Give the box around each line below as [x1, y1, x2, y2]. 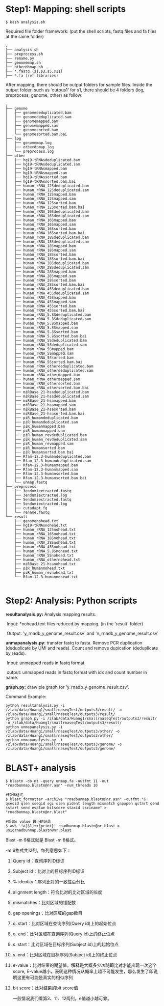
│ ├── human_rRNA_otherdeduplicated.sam [5, 368, 94, 373]
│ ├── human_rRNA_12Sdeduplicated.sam [5, 188, 90, 193]
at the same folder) [5, 33, 44, 39]
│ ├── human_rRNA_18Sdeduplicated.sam [5, 239, 90, 244]
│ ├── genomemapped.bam [5, 119, 58, 124]
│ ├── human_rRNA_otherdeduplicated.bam [5, 363, 94, 369]
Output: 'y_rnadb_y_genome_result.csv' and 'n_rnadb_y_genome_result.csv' [6, 630, 159, 636]
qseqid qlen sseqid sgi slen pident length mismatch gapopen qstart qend [5, 801, 160, 806]
